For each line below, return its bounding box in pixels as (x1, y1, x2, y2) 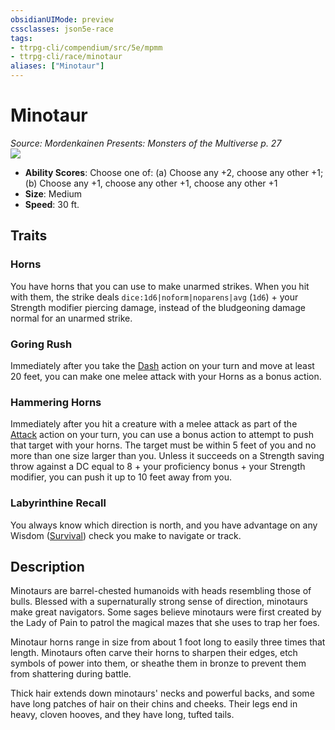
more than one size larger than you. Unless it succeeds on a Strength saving (10, 450, 325, 462)
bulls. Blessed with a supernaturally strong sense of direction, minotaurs (10, 596, 308, 608)
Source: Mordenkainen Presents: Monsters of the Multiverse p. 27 (10, 137, 282, 149)
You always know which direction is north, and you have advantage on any (10, 519, 318, 531)
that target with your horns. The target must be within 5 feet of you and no (10, 439, 317, 451)
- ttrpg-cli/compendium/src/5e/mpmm (10, 42, 163, 53)
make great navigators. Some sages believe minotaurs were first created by (10, 606, 322, 618)
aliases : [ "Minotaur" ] (10, 61, 105, 71)
